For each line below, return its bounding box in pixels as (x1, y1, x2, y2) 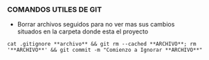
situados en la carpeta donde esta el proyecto (17, 27, 149, 35)
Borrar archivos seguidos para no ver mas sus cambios (17, 20, 175, 29)
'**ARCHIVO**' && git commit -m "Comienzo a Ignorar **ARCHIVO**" (7, 46, 203, 54)
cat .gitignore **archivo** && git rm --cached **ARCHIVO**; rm (7, 41, 197, 48)
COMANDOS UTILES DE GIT (7, 5, 102, 14)
